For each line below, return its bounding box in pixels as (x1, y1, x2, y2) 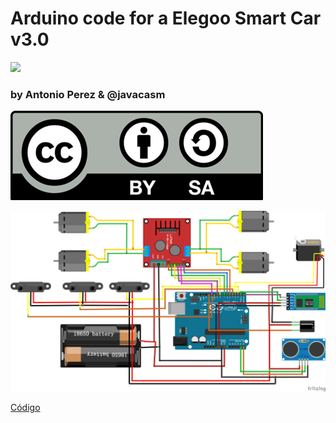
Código (10, 401, 41, 413)
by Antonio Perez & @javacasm (10, 87, 166, 101)
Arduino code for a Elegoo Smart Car (10, 7, 322, 30)
